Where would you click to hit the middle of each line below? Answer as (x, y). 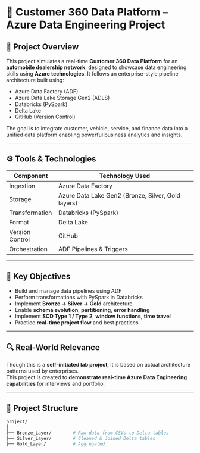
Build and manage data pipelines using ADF (68, 290)
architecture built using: (35, 80)
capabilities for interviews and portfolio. (56, 384)
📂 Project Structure (42, 408)
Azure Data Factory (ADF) (46, 91)
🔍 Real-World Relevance (53, 348)
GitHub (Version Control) (45, 117)
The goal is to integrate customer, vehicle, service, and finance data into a (97, 128)
